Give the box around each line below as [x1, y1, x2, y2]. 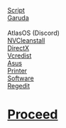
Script [7, 6, 25, 14]
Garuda [7, 14, 30, 22]
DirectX [7, 44, 30, 52]
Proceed [7, 107, 58, 123]
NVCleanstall [7, 36, 45, 45]
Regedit [7, 82, 31, 90]
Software [7, 74, 34, 82]
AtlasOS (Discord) [7, 28, 60, 37]
